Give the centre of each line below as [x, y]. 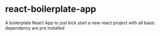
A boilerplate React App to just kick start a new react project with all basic [80, 23]
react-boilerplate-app [51, 9]
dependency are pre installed [35, 28]
